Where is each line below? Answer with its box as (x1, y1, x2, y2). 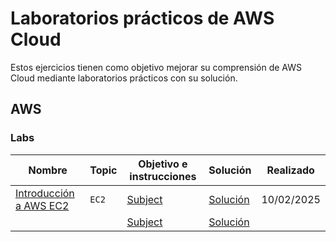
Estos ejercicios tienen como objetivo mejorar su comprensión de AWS (10, 61, 302, 73)
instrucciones (129, 169, 197, 183)
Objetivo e (138, 157, 188, 171)
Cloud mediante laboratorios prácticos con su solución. (10, 72, 238, 84)
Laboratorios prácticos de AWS (10, 7, 275, 30)
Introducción (15, 186, 75, 200)
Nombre (28, 163, 68, 177)
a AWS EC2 (15, 198, 70, 212)
